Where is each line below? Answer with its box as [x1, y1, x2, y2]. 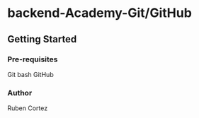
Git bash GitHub [7, 70, 55, 78]
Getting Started [7, 33, 77, 45]
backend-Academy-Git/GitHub [7, 5, 193, 21]
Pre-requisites [7, 54, 58, 64]
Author [7, 88, 33, 98]
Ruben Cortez [7, 104, 48, 112]
